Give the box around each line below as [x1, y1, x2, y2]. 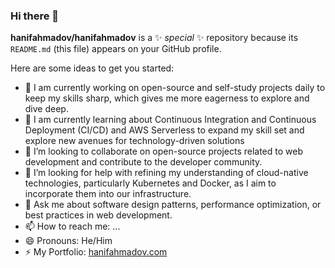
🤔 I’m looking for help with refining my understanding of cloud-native [24, 167, 309, 179]
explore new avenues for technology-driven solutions [24, 135, 245, 147]
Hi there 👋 [10, 9, 60, 23]
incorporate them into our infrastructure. [24, 188, 192, 200]
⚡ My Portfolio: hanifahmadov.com [24, 246, 168, 258]
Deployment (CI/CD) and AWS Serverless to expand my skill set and [24, 124, 305, 136]
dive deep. [24, 103, 69, 115]
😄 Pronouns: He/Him [24, 235, 113, 247]
